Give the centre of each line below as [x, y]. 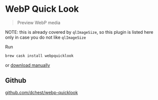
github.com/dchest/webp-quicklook [42, 92]
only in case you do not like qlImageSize [46, 37]
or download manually [28, 65]
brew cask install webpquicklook [39, 56]
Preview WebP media [39, 23]
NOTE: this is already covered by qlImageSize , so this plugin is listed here [79, 32]
